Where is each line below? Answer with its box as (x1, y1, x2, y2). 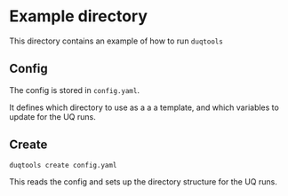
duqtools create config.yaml (9, 161, 117, 169)
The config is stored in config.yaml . (9, 84, 140, 95)
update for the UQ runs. (9, 111, 96, 122)
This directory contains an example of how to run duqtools (9, 35, 224, 46)
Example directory (9, 6, 148, 27)
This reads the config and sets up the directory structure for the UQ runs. (9, 176, 278, 187)
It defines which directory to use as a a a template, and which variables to (9, 102, 280, 113)
